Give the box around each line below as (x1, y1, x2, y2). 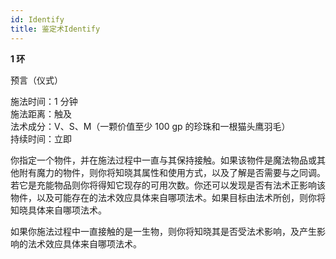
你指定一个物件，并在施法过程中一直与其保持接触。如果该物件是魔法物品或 (10, 154, 317, 166)
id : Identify (10, 14, 65, 25)
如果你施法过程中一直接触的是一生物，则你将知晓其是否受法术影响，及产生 (10, 225, 317, 237)
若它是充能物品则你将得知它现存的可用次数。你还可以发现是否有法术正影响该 (10, 179, 326, 191)
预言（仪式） (10, 74, 63, 86)
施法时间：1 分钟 (10, 95, 78, 107)
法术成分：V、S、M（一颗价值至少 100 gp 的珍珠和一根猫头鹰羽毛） (10, 120, 291, 132)
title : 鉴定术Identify (10, 24, 101, 34)
